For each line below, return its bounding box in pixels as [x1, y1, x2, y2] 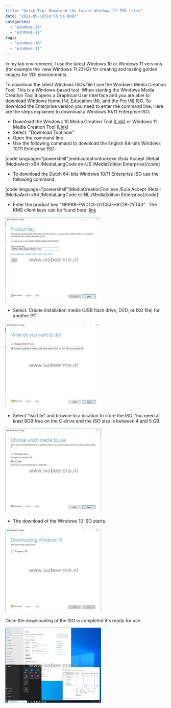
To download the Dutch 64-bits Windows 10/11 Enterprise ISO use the [12, 171, 159, 177]
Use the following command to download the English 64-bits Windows [12, 140, 161, 146]
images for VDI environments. [5, 72, 68, 78]
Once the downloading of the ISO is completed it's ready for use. [5, 617, 142, 623]
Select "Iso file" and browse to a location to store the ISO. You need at [12, 412, 160, 418]
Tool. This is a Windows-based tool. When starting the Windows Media [5, 87, 155, 93]
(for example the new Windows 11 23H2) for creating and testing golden [5, 66, 158, 72]
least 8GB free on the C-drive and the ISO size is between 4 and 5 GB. [12, 418, 161, 424]
